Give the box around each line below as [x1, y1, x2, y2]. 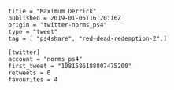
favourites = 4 [8, 76, 58, 84]
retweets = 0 [8, 69, 51, 77]
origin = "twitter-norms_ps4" [8, 21, 108, 29]
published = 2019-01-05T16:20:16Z [8, 14, 122, 22]
